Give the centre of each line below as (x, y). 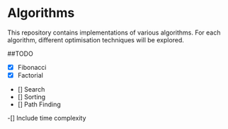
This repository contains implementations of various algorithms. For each (114, 32)
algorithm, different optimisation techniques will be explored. (96, 39)
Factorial (30, 75)
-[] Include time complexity (47, 118)
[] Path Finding (39, 104)
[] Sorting (32, 97)
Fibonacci (32, 67)
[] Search (31, 90)
